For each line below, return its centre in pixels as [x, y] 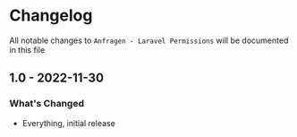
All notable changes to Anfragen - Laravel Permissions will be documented [149, 40]
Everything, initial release [69, 123]
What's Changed [47, 104]
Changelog [51, 16]
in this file [27, 49]
